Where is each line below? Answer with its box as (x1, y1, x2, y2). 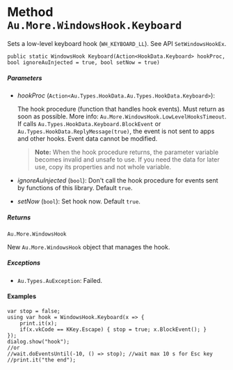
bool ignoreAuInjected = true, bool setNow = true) (7, 59, 160, 66)
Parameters (7, 74, 42, 82)
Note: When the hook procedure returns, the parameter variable (34, 148, 219, 156)
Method (7, 4, 54, 20)
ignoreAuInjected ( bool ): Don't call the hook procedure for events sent (17, 176, 218, 185)
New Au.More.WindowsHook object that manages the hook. (7, 242, 170, 251)
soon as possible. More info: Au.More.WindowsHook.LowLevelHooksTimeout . (17, 112, 227, 121)
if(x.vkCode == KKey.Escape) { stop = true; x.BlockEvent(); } (19, 326, 207, 333)
